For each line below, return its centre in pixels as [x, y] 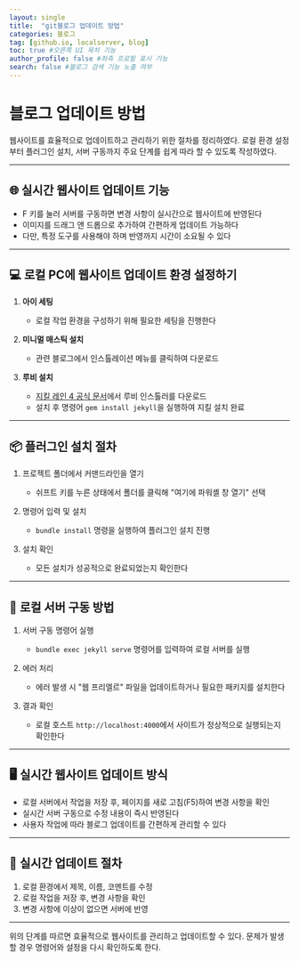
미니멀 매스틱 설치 [53, 340]
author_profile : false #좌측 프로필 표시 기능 [89, 59]
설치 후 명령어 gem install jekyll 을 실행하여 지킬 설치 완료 [140, 408]
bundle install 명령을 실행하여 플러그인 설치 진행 [123, 530]
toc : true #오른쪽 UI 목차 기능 [63, 51]
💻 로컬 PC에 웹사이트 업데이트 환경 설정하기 [123, 275]
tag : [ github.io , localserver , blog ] [79, 42]
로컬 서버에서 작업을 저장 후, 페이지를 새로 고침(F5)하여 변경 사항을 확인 [145, 802]
